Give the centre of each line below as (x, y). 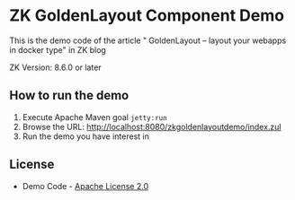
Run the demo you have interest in (86, 136)
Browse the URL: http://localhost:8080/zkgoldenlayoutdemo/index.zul (152, 126)
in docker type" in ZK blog (58, 49)
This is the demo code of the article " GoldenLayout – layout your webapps (148, 40)
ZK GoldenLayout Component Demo (147, 16)
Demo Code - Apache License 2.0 (85, 186)
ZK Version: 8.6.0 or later (55, 67)
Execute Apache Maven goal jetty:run (95, 117)
